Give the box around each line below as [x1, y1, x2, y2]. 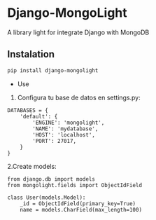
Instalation [7, 48, 55, 60]
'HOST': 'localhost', [32, 131, 96, 138]
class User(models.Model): [7, 194, 86, 201]
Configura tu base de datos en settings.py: [17, 93, 141, 102]
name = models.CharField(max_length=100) [20, 206, 142, 213]
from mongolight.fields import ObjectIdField [7, 181, 142, 188]
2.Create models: [7, 162, 57, 170]
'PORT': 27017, [32, 137, 77, 144]
